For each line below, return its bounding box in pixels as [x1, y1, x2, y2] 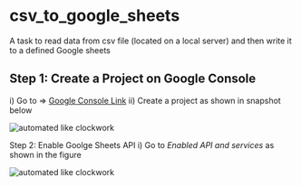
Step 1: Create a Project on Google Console [9, 71, 257, 87]
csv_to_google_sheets [9, 5, 180, 26]
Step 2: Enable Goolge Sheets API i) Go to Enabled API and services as [9, 139, 275, 150]
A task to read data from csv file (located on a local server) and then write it [9, 35, 292, 46]
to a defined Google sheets [9, 44, 111, 55]
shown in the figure [9, 149, 82, 160]
